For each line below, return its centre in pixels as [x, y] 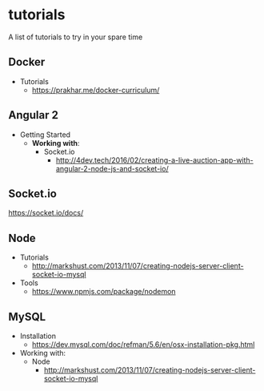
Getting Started [45, 135]
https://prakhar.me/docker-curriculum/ [96, 90]
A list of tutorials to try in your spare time [76, 37]
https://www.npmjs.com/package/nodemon [104, 292]
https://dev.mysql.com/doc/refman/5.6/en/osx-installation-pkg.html [143, 345]
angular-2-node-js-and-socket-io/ [112, 168]
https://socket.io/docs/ [46, 213]
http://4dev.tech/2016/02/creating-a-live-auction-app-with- [154, 160]
